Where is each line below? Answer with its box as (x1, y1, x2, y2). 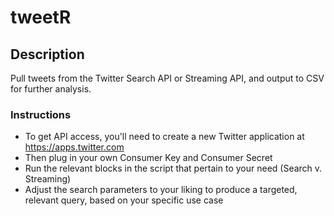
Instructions (10, 107, 72, 121)
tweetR (10, 6, 72, 29)
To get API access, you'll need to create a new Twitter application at (24, 131, 305, 143)
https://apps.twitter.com (24, 141, 125, 153)
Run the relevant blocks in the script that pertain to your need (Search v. (24, 162, 323, 175)
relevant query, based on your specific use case (24, 194, 224, 206)
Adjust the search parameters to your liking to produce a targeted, (24, 184, 298, 196)
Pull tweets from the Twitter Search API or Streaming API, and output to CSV (10, 72, 325, 84)
